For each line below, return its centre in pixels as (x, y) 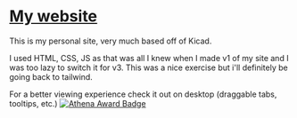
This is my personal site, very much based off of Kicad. (111, 41)
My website (54, 16)
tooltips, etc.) (33, 103)
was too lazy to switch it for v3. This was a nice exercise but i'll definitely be (148, 67)
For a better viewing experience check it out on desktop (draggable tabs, (143, 94)
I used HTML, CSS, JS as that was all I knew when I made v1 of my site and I (149, 58)
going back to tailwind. (51, 76)
